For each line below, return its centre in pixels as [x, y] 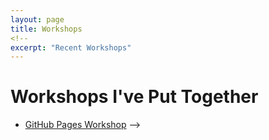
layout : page [37, 19]
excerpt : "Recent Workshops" [71, 47]
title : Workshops [46, 29]
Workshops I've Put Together [134, 97]
